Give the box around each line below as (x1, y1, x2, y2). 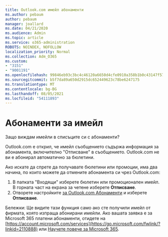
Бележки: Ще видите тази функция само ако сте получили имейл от (5, 205, 151, 211)
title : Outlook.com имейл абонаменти (5, 7, 84, 13)
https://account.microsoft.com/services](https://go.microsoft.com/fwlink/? (6, 221, 161, 227)
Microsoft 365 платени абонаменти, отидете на (5, 215, 106, 221)
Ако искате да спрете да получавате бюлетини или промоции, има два (5, 164, 157, 170)
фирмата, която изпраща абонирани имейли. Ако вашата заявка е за (5, 210, 152, 216)
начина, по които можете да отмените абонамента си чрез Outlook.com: (5, 169, 160, 175)
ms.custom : (5, 59, 28, 64)
